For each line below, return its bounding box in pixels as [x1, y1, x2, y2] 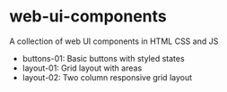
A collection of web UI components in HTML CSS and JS [9, 36, 219, 46]
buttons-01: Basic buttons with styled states [22, 53, 186, 63]
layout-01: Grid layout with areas [22, 63, 143, 73]
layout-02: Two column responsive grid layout [22, 71, 193, 82]
